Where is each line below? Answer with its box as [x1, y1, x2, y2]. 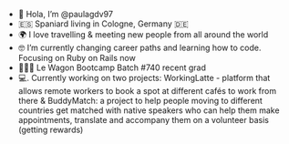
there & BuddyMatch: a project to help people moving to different [17, 96, 263, 106]
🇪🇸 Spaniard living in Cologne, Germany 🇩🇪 [17, 18, 189, 29]
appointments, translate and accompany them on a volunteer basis [17, 115, 269, 125]
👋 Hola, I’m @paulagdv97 [17, 9, 114, 19]
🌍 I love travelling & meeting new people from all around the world [17, 29, 269, 40]
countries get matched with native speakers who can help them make [17, 105, 280, 116]
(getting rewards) [17, 124, 84, 135]
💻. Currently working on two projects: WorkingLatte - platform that [17, 73, 271, 83]
